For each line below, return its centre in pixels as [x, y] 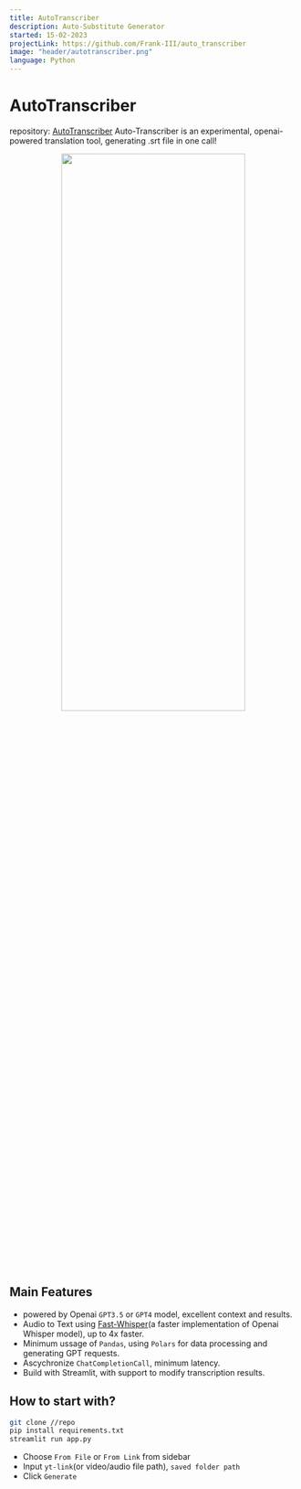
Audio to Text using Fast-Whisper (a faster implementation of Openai [150, 1323]
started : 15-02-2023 [49, 35]
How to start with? [62, 1402]
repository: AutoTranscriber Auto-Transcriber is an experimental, [131, 131]
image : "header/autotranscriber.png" [81, 52]
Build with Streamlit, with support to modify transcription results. [144, 1372]
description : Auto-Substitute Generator [88, 27]
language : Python [42, 60]
